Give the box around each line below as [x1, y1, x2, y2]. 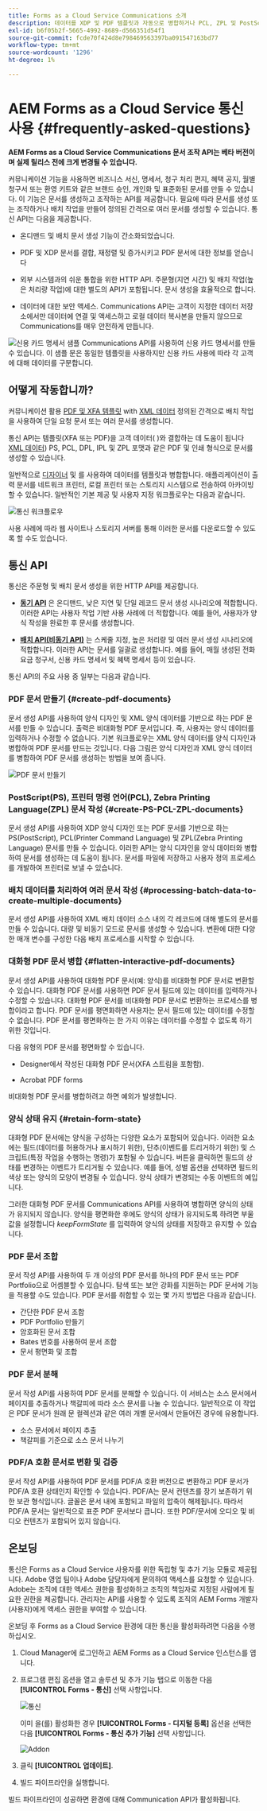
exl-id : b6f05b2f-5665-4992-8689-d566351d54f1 [8, 26, 165, 34]
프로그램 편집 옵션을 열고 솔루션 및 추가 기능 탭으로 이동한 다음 [19, 1674, 213, 1684]
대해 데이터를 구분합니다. [16, 358, 94, 367]
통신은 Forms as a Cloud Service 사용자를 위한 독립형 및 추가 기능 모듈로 [8, 1564, 237, 1574]
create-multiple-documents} [8, 895, 122, 906]
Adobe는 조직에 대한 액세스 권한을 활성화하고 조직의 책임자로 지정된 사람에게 [8, 1584, 246, 1594]
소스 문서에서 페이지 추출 [19, 1425, 97, 1435]
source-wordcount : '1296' [8, 48, 94, 56]
